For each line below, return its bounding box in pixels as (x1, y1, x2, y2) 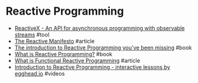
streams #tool (14, 31, 50, 38)
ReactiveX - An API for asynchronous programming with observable (14, 24, 185, 32)
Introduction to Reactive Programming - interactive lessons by (14, 63, 171, 71)
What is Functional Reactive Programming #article (14, 57, 141, 64)
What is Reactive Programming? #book (14, 50, 113, 57)
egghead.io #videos (14, 70, 65, 77)
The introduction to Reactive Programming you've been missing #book (14, 44, 193, 51)
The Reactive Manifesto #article (14, 37, 95, 45)
